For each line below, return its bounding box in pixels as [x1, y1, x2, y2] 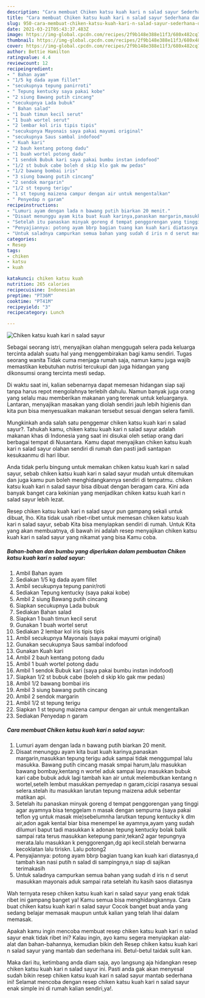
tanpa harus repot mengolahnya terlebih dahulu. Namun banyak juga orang [7, 388, 195, 395]
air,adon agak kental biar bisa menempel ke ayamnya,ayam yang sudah [15, 820, 195, 827]
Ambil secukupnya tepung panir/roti [15, 583, 106, 590]
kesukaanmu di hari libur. [7, 451, 70, 459]
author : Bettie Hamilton [7, 49, 70, 55]
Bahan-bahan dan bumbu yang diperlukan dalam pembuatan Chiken [7, 547, 186, 555]
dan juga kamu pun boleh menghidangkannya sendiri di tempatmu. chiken [7, 476, 192, 484]
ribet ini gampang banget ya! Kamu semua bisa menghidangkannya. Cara [7, 896, 191, 904]
